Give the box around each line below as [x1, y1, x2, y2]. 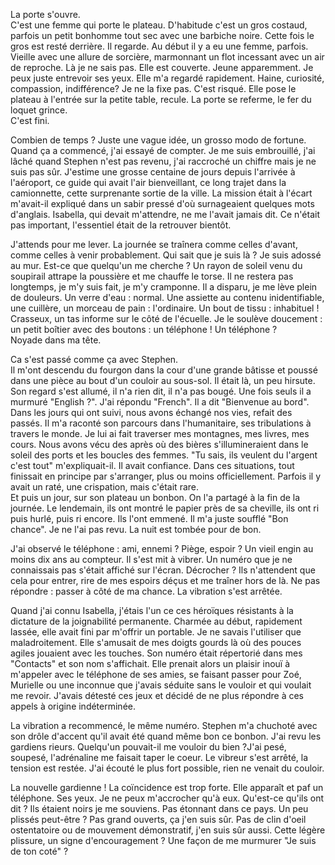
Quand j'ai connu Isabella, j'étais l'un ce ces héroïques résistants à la [10, 605, 294, 616]
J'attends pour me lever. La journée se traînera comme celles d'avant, [10, 239, 298, 250]
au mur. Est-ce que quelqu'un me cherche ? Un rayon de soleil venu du [10, 260, 303, 271]
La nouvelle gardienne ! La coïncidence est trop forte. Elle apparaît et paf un [10, 782, 324, 793]
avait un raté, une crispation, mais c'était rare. [10, 481, 200, 493]
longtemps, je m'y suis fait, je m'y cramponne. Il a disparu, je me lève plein [10, 281, 318, 293]
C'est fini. [10, 115, 50, 126]
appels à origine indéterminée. [10, 700, 136, 712]
